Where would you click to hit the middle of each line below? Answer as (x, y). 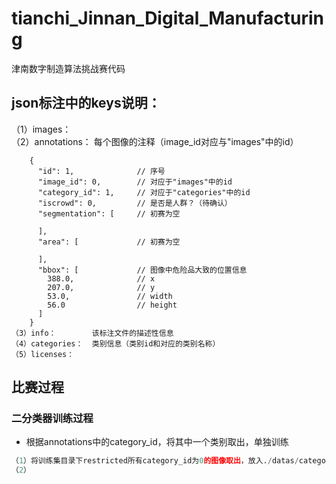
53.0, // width (110, 296)
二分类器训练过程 (52, 419)
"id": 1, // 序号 (101, 171)
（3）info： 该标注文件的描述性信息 (92, 333)
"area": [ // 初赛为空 (109, 242)
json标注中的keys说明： (86, 103)
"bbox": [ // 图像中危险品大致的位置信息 (142, 270)
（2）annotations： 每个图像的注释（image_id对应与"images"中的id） (155, 141)
